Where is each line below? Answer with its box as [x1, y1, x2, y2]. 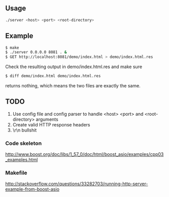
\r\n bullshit [12, 127, 37, 133]
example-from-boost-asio [5, 186, 60, 192]
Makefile [5, 170, 27, 177]
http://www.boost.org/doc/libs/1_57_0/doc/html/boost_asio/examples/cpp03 [5, 151, 164, 157]
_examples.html [5, 157, 38, 163]
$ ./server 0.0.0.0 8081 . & [5, 50, 67, 55]
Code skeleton [5, 140, 42, 147]
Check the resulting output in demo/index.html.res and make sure [5, 63, 143, 70]
